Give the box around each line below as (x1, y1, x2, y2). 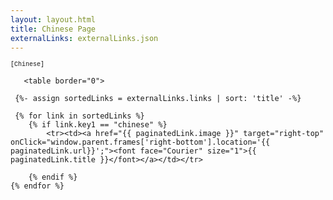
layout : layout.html (10, 14, 97, 25)
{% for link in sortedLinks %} (14, 111, 145, 121)
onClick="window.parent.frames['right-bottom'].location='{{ (10, 137, 271, 148)
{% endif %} (28, 172, 78, 183)
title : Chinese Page (10, 24, 97, 34)
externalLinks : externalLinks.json (10, 33, 159, 43)
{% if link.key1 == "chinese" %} (28, 120, 168, 130)
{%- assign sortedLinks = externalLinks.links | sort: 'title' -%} (14, 94, 302, 104)
